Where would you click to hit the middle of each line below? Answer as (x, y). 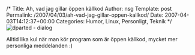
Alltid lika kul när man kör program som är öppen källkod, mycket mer (92, 39)
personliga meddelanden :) (40, 45)
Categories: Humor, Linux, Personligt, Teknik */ (114, 21)
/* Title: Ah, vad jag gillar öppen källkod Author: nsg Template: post (89, 9)
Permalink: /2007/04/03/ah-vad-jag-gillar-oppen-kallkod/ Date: (85, 15)
